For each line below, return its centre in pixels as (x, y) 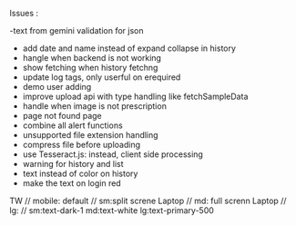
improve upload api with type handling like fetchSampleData (135, 96)
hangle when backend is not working (92, 58)
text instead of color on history (80, 173)
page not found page (62, 116)
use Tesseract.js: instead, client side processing (112, 154)
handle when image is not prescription (94, 106)
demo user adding (57, 87)
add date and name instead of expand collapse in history (129, 48)
